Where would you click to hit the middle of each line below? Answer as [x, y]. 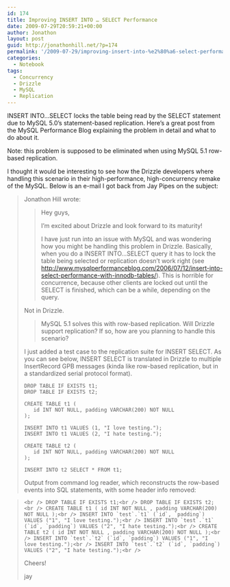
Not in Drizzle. [44, 310]
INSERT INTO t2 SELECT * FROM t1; [73, 470]
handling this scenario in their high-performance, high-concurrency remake [114, 178]
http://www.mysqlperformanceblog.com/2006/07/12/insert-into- [132, 268]
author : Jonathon [32, 33]
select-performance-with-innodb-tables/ [99, 275]
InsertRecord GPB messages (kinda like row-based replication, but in [121, 366]
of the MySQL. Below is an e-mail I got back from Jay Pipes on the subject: [113, 186]
